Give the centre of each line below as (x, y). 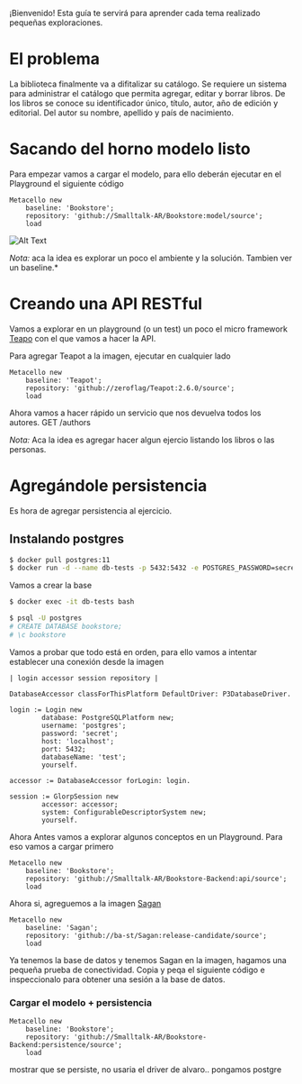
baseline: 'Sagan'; (62, 927)
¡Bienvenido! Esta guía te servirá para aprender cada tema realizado (135, 13)
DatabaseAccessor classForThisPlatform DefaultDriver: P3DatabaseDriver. (151, 694)
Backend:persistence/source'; (66, 1045)
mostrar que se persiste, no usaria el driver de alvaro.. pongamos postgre (146, 1070)
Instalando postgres (67, 539)
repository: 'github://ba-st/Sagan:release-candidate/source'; (147, 935)
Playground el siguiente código (67, 183)
